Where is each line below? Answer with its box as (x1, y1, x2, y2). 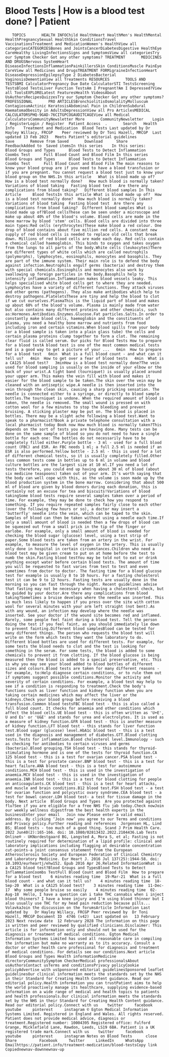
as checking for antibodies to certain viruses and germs (5, 741, 130, 746)
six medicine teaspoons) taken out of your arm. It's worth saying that (5, 471, 162, 476)
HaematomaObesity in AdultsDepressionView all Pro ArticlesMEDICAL (5, 108, 151, 113)
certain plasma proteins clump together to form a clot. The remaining (5, 334, 159, 339)
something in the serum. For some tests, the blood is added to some (5, 648, 155, 653)
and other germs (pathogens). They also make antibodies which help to (5, 289, 159, 295)
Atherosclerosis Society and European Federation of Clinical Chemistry (5, 852, 162, 857)
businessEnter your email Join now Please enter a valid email (5, 812, 146, 817)
